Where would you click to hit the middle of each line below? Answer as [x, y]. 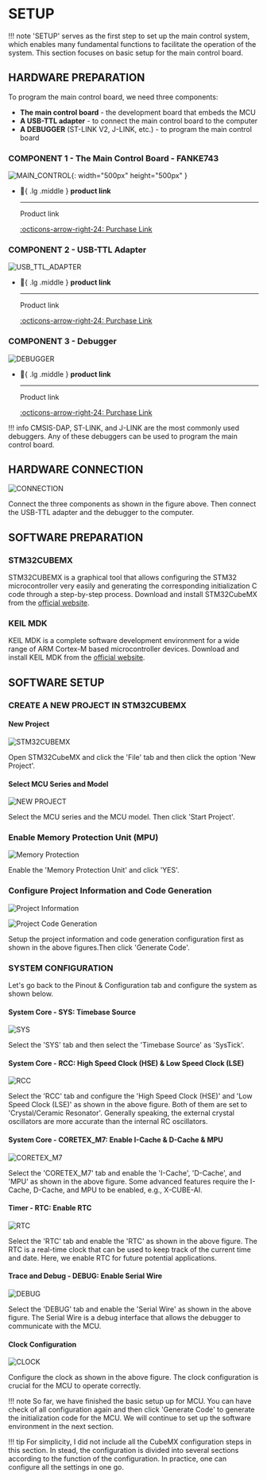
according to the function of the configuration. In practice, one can [118, 1459]
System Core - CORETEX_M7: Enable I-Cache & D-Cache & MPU [116, 1140]
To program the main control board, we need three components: [113, 97]
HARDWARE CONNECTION [76, 470]
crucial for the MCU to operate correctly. [75, 1386]
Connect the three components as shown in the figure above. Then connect [132, 504]
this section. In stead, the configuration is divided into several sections [124, 1451]
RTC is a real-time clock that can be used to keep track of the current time [130, 1249]
